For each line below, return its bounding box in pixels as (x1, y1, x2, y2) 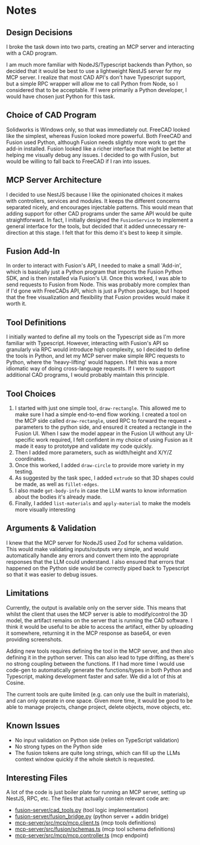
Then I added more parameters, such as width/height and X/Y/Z (14, 449, 173, 456)
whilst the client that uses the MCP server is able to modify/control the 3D (6, 610, 188, 617)
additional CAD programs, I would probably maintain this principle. (6, 371, 169, 379)
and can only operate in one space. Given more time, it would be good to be (6, 697, 193, 704)
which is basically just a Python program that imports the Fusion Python (6, 268, 183, 275)
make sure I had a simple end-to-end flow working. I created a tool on (14, 411, 187, 418)
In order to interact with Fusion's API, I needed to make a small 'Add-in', (6, 262, 182, 269)
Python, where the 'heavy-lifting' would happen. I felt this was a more (6, 359, 177, 366)
